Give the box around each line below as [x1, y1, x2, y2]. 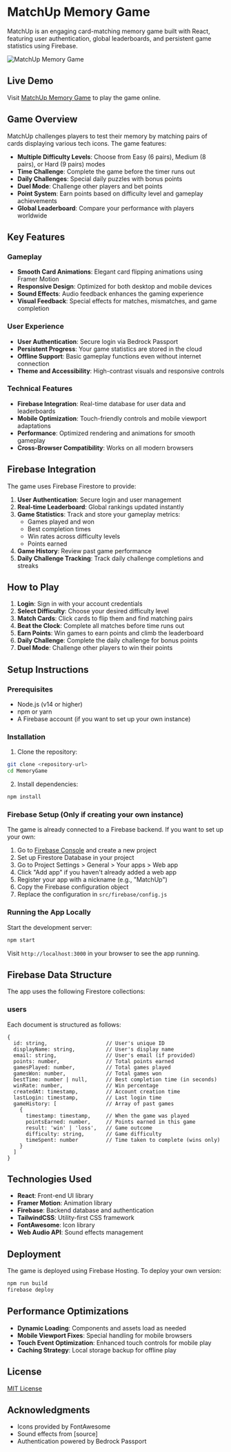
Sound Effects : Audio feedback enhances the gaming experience [17, 289, 204, 298]
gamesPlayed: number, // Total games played [13, 1064, 171, 1071]
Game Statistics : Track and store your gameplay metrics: [17, 510, 181, 518]
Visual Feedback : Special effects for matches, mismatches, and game [17, 297, 217, 305]
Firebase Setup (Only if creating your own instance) [7, 810, 184, 819]
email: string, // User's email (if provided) [13, 1051, 196, 1059]
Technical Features [7, 384, 73, 394]
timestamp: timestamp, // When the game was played [25, 1112, 190, 1119]
